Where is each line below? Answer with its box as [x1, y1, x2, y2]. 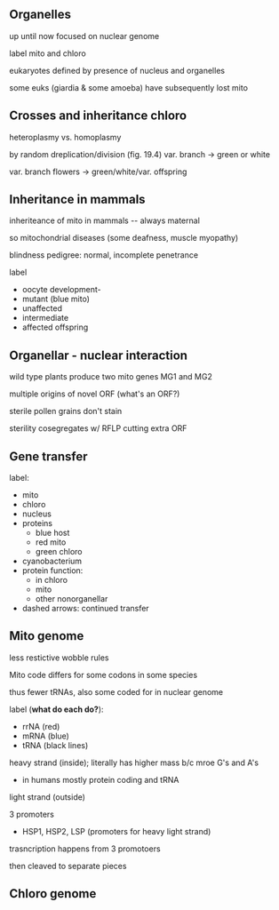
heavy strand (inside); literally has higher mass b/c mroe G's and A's [9, 757, 259, 768]
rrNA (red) [21, 721, 60, 731]
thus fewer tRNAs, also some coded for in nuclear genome [9, 686, 224, 697]
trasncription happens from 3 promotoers [9, 843, 162, 854]
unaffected [21, 303, 62, 314]
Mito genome [9, 628, 84, 643]
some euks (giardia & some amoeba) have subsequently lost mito [9, 82, 249, 92]
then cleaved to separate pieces [9, 860, 127, 871]
